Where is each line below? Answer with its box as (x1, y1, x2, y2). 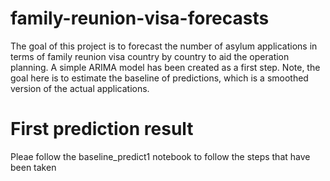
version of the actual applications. (10, 82, 150, 94)
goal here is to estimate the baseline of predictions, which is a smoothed (10, 72, 309, 84)
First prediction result (10, 118, 194, 141)
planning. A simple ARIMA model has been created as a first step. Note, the (10, 61, 321, 73)
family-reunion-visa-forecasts (10, 7, 270, 30)
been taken (10, 161, 57, 173)
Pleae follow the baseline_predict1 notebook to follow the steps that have (10, 150, 311, 162)
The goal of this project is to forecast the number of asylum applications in (10, 40, 318, 52)
